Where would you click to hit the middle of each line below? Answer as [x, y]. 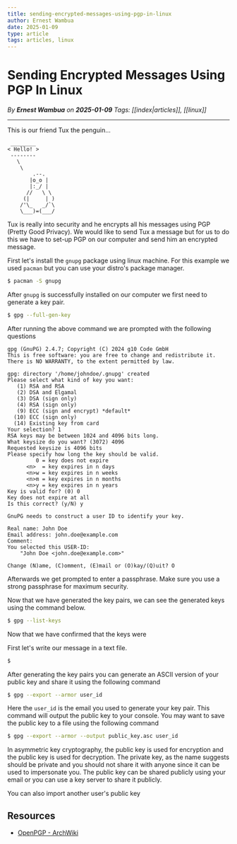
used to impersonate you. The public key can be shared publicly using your [117, 773]
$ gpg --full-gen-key [39, 315]
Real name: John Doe [38, 528]
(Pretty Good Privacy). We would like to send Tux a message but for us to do [119, 232]
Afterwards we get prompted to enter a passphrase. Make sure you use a [114, 579]
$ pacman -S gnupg [34, 281]
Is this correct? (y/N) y [45, 504]
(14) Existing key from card [56, 423]
